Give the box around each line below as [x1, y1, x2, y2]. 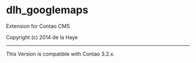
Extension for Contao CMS [6, 23, 70, 29]
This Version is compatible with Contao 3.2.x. [6, 50, 115, 57]
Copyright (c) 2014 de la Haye [6, 34, 78, 40]
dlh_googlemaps [6, 3, 89, 17]
